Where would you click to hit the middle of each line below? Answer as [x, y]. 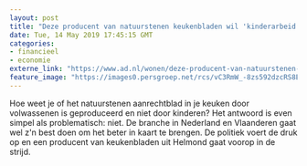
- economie [30, 60]
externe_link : [37, 69]
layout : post [34, 18]
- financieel [34, 52]
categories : [32, 43]
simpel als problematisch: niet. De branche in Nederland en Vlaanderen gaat [153, 122]
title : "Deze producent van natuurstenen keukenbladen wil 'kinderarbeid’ [155, 26]
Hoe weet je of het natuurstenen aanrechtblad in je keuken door [129, 103]
